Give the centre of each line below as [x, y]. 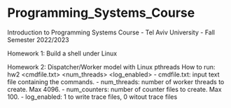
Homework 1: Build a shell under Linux [62, 53]
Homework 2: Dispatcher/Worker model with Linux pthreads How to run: [111, 67]
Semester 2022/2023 [38, 39]
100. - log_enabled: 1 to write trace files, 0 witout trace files [92, 97]
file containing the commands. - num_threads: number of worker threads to [116, 81]
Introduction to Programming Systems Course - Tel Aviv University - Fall [111, 32]
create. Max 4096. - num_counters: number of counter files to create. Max [114, 89]
